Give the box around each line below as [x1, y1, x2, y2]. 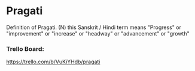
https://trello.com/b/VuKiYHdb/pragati [6, 58, 100, 66]
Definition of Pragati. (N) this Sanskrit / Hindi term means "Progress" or [6, 24, 181, 31]
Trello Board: [6, 44, 45, 53]
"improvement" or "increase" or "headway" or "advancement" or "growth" [6, 30, 190, 37]
